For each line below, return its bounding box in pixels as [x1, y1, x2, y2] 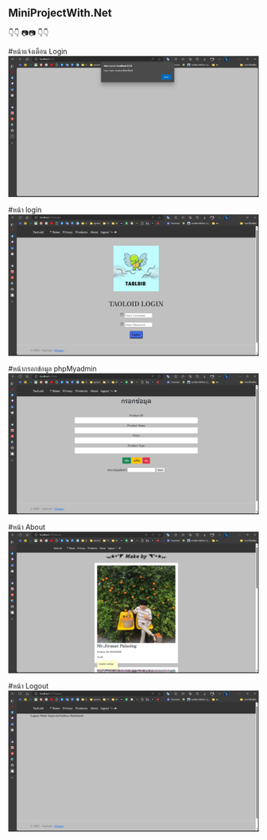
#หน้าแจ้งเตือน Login [8, 46, 68, 56]
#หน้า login [8, 205, 42, 214]
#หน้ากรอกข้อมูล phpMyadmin [8, 363, 97, 373]
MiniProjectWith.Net [8, 6, 113, 20]
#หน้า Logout [8, 681, 49, 690]
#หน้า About [8, 522, 46, 532]
